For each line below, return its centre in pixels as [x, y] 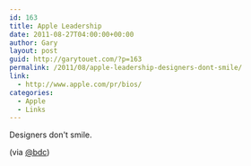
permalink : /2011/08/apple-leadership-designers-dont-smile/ [126, 68]
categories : [31, 92]
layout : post [34, 51]
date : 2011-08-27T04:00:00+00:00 [72, 34]
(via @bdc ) [30, 153]
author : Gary [34, 43]
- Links [32, 109]
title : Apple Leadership [56, 26]
